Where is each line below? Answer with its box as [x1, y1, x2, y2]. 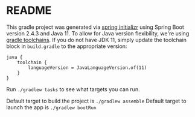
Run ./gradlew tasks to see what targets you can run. [6, 85, 140, 93]
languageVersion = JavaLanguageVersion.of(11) [28, 64, 147, 71]
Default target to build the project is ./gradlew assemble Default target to [6, 97, 187, 104]
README [6, 4, 52, 17]
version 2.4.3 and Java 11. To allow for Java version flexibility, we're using [6, 29, 190, 37]
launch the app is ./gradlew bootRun [6, 103, 97, 111]
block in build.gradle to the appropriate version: [6, 43, 127, 50]
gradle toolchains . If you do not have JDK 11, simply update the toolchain [6, 36, 187, 43]
